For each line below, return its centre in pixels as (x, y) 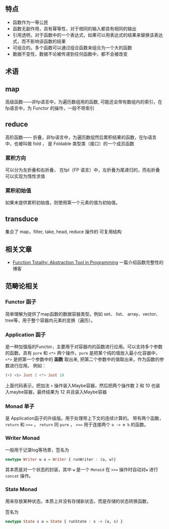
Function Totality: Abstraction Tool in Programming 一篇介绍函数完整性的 (88, 262)
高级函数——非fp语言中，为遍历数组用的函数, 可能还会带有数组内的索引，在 (84, 102)
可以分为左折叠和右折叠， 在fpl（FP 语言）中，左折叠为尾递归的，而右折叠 (83, 170)
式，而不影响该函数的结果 (39, 41)
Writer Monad (22, 438)
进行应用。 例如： (28, 366)
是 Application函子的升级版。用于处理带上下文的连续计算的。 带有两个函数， (84, 418)
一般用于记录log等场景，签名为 (37, 449)
